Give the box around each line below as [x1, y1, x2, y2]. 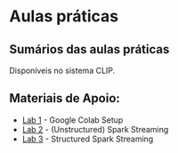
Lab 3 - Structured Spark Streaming [21, 133, 154, 144]
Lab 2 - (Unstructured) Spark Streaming [21, 124, 169, 134]
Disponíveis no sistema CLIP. [9, 65, 116, 76]
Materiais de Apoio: [9, 91, 120, 106]
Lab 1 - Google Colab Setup [21, 114, 124, 125]
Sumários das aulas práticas [9, 42, 170, 57]
